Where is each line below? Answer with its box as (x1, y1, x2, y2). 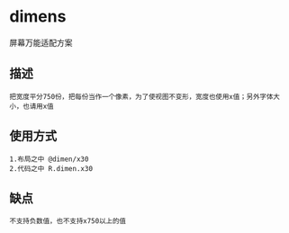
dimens (9, 6, 67, 27)
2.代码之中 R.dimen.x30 (9, 164, 93, 173)
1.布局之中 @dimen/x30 (9, 155, 89, 164)
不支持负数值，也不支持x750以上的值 (9, 217, 126, 226)
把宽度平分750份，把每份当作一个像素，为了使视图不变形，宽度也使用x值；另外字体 (9, 92, 274, 101)
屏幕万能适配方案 (9, 37, 73, 48)
